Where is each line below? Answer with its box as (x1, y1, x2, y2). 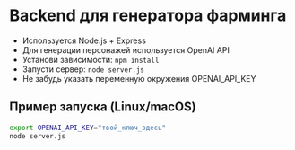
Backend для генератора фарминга (9, 5, 287, 26)
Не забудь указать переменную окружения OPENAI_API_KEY (22, 73, 257, 84)
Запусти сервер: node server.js (22, 64, 145, 75)
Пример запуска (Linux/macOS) (9, 100, 196, 115)
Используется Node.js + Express (22, 35, 146, 46)
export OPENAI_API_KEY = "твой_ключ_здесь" (9, 123, 167, 132)
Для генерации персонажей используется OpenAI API (22, 44, 230, 55)
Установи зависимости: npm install (22, 54, 160, 65)
